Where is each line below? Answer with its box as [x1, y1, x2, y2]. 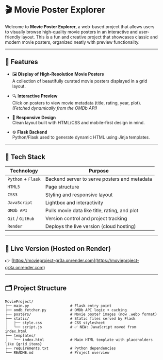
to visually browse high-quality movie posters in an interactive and [5, 29, 138, 34]
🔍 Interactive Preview [12, 93, 58, 99]
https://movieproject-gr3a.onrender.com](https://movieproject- [13, 257, 139, 263]
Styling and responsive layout [45, 191, 113, 198]
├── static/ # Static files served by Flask [5, 316, 136, 321]
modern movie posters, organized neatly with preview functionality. [5, 39, 140, 45]
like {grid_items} [5, 342, 42, 347]
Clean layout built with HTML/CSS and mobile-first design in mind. [12, 120, 145, 125]
